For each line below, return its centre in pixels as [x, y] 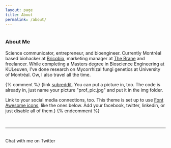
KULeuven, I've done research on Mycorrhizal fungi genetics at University [83, 69]
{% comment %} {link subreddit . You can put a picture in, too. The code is [83, 84]
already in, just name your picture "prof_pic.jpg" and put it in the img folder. [84, 90]
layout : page [19, 10]
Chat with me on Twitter [30, 140]
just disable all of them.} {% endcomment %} [53, 111]
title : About [19, 15]
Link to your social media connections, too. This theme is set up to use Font [84, 100]
